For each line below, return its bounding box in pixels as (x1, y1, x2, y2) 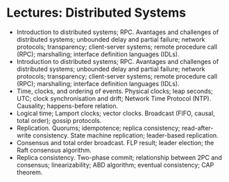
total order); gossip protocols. (16, 116, 102, 124)
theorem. (16, 168, 43, 176)
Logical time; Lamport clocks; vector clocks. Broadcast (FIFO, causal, (16, 109, 216, 117)
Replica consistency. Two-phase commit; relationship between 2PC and (16, 153, 223, 161)
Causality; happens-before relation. (16, 101, 119, 110)
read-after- (181, 124, 214, 132)
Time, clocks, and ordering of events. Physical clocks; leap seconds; (16, 87, 213, 95)
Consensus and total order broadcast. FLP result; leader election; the (16, 138, 214, 147)
